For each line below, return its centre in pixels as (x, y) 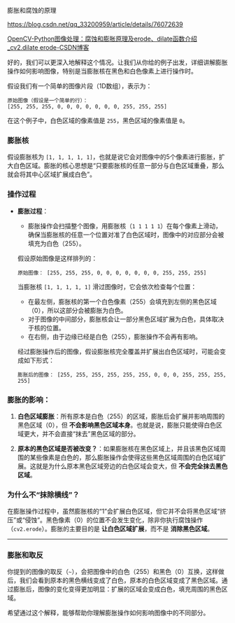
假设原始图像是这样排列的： (57, 258)
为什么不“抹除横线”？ (43, 494)
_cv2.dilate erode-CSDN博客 (48, 47)
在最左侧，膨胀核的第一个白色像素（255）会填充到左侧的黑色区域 (122, 301)
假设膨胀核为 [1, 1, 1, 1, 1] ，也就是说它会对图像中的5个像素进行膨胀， (113, 157)
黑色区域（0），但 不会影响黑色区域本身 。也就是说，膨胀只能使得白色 (117, 425)
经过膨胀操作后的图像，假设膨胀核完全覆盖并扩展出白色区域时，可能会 (119, 351)
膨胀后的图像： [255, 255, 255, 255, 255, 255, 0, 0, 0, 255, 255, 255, (122, 374)
